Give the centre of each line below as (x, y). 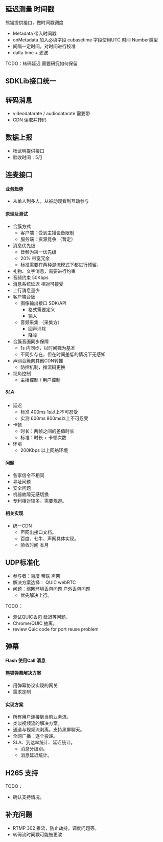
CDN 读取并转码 (30, 120)
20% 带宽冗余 (35, 258)
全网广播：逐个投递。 (35, 736)
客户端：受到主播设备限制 (47, 232)
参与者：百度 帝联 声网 (36, 576)
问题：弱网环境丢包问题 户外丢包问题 (51, 589)
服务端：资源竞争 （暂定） (48, 239)
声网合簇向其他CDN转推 (38, 360)
